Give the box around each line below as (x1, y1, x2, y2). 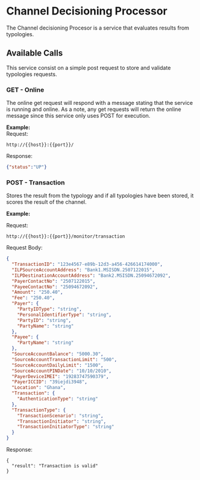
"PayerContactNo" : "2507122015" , (11, 278, 96, 284)
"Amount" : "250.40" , (11, 289, 63, 295)
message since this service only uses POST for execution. (6, 112, 151, 119)
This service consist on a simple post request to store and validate (6, 64, 171, 71)
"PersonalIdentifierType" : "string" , (17, 312, 112, 318)
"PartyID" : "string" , (17, 317, 71, 323)
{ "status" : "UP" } (6, 164, 47, 170)
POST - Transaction (6, 178, 65, 186)
